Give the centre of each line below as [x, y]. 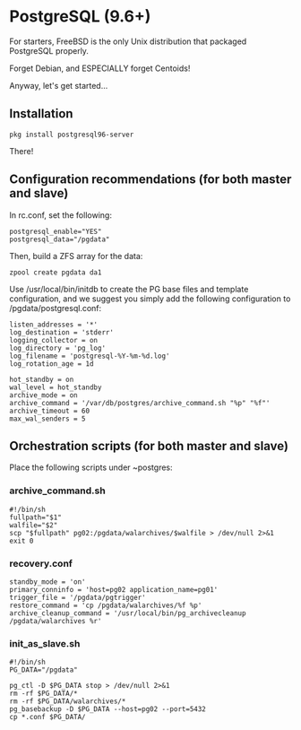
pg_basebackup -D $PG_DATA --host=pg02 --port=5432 [107, 709]
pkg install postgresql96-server [72, 135]
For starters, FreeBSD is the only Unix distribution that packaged [128, 41]
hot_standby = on [42, 379]
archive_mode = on [43, 395]
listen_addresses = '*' [54, 325]
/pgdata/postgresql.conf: [56, 308]
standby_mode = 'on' [48, 582]
